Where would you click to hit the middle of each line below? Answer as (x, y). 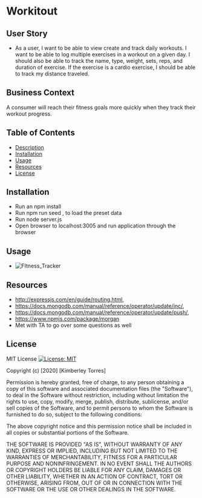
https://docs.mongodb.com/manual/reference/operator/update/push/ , (102, 312)
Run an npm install (38, 206)
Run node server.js (38, 220)
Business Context (40, 93)
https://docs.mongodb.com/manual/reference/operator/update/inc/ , (99, 306)
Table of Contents (41, 133)
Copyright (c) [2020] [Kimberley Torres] (56, 370)
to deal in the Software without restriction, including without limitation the (97, 395)
